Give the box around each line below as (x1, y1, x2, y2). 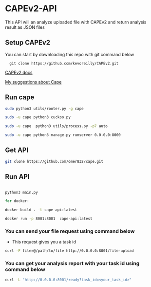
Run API (5, 173, 30, 181)
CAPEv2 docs (5, 69, 33, 75)
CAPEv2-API (5, 3, 57, 14)
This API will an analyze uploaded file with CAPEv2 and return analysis (5, 19, 147, 25)
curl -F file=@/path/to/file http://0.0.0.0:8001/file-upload (5, 248, 134, 253)
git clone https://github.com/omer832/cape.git (5, 159, 104, 164)
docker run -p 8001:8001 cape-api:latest (5, 216, 93, 221)
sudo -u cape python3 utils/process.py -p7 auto (5, 124, 108, 129)
